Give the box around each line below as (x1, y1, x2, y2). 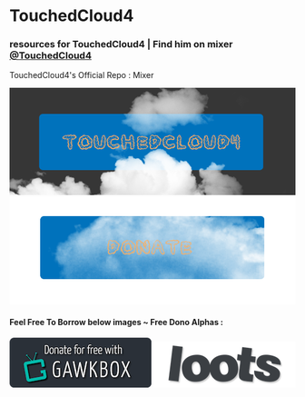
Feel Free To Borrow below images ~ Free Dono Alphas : (9, 317, 224, 328)
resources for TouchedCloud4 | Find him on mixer (9, 38, 233, 51)
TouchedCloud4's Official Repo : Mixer (9, 70, 154, 81)
